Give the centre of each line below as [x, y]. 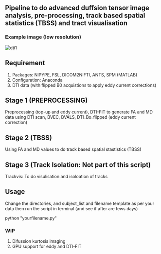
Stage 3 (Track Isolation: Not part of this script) [78, 165]
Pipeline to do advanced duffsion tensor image [77, 8]
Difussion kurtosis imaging [39, 241]
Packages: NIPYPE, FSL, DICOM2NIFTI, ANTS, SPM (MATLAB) [75, 74]
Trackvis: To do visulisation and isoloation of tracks [56, 176]
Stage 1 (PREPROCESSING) [46, 100]
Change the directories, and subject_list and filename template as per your [80, 203]
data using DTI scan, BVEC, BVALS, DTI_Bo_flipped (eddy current [71, 117]
